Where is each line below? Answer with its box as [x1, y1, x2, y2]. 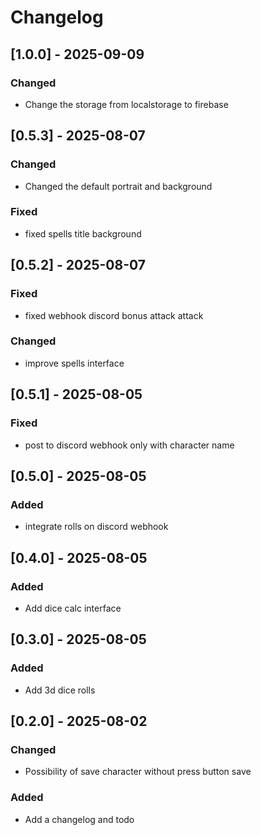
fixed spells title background [24, 227, 142, 240]
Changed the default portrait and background [24, 180, 213, 192]
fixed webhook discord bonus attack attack [24, 309, 204, 321]
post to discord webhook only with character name [24, 439, 235, 451]
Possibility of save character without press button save [24, 766, 252, 778]
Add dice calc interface [24, 602, 122, 614]
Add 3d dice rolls [24, 684, 96, 696]
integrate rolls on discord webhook [24, 521, 169, 533]
